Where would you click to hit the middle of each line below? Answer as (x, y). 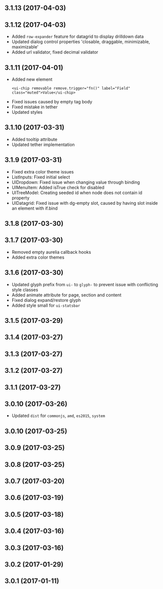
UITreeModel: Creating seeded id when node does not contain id (77, 193)
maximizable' (25, 47)
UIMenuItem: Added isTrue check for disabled (58, 187)
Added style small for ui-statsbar (46, 305)
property (21, 197)
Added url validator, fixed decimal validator (55, 52)
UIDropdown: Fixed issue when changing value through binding (76, 182)
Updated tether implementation (43, 145)
